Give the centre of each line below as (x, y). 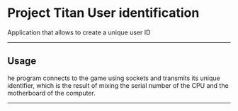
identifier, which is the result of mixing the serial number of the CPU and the (118, 85)
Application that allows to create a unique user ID (79, 32)
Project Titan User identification (103, 13)
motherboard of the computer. (51, 93)
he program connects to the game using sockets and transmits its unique (114, 78)
